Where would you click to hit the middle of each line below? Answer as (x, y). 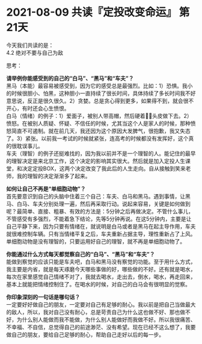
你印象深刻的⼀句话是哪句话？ (43, 297)
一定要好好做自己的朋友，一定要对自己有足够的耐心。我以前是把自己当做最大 (101, 304)
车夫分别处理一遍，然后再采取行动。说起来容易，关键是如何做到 (111, 204)
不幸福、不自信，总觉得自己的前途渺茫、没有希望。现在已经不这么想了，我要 (101, 327)
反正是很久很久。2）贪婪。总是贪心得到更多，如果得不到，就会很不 (110, 100)
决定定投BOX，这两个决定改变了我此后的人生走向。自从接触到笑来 (104, 168)
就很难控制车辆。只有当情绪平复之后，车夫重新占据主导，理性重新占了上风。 (101, 234)
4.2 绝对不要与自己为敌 (35, 52)
